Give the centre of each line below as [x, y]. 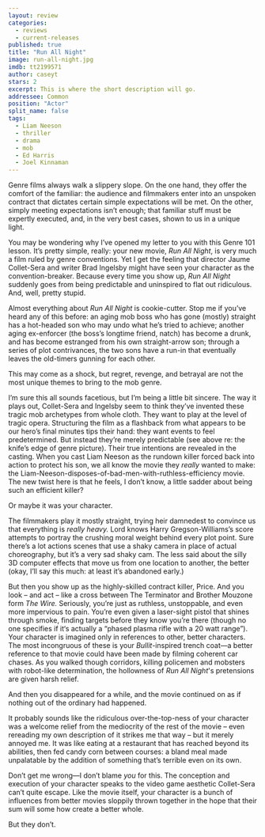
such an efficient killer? [46, 490]
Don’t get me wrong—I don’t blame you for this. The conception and [119, 775]
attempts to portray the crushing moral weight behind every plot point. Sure [131, 538]
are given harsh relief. [44, 679]
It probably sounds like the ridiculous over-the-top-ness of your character [129, 718]
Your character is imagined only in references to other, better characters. [127, 637]
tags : [17, 119]
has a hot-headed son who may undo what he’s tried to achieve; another [126, 325]
